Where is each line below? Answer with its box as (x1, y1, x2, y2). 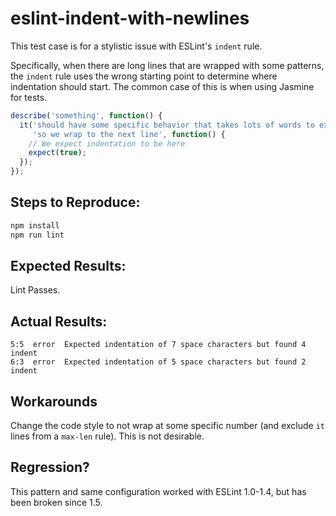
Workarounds (10, 393, 98, 410)
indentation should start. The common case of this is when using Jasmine (10, 80, 315, 92)
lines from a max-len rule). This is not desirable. (10, 430, 205, 442)
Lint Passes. (10, 284, 61, 296)
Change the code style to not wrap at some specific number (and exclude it (10, 420, 325, 432)
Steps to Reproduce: (10, 194, 141, 211)
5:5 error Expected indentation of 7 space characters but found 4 (10, 340, 307, 350)
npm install (10, 220, 60, 231)
